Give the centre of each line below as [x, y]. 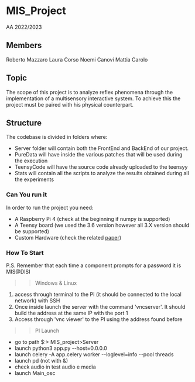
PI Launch [47, 330]
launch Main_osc [35, 373]
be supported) [32, 231]
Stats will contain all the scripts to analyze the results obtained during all [102, 173]
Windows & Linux [56, 283]
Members [24, 45]
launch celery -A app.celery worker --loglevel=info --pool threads [94, 354]
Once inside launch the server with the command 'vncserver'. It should [100, 306]
